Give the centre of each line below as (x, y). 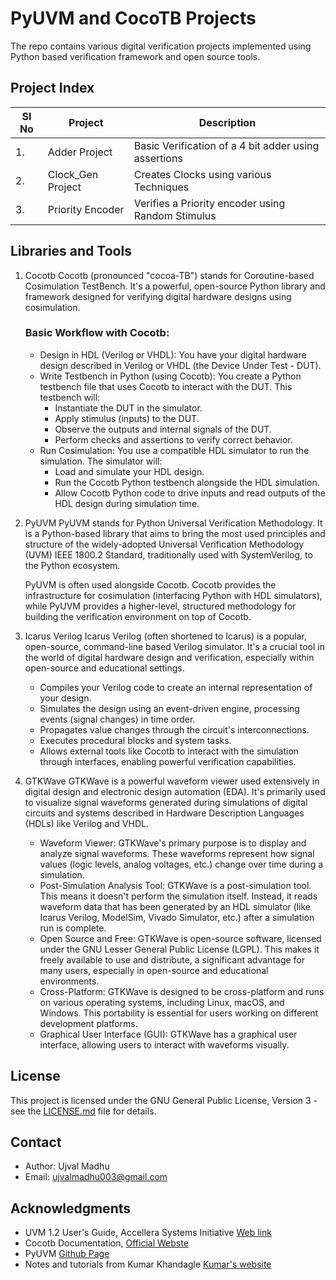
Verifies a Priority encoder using (209, 203)
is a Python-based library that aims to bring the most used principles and (175, 533)
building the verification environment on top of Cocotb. (138, 616)
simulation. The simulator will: (101, 461)
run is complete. (73, 928)
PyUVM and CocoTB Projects (133, 18)
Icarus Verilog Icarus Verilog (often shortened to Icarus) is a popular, (165, 636)
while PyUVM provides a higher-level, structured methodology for (160, 606)
